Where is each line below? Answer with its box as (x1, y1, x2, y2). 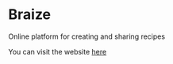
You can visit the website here (8, 47, 107, 56)
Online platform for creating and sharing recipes (8, 32, 165, 41)
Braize (8, 6, 52, 24)
